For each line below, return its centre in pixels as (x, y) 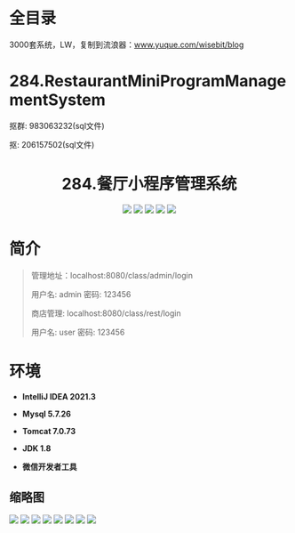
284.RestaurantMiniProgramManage (148, 81)
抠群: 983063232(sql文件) (57, 125)
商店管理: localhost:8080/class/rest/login (106, 313)
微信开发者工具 (49, 466)
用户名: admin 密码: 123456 (81, 294)
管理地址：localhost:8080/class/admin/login (112, 275)
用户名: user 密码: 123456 (78, 332)
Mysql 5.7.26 (46, 414)
